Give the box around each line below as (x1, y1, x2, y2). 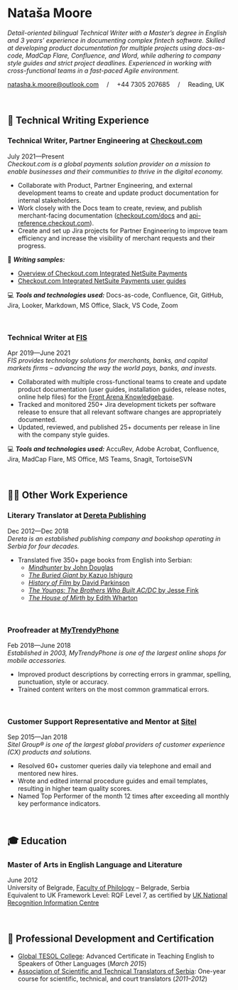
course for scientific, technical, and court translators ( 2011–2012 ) (17, 974, 208, 983)
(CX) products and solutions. (7, 748, 92, 757)
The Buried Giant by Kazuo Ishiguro (28, 570, 133, 579)
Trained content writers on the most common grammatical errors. (17, 685, 210, 693)
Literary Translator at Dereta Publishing (7, 511, 147, 521)
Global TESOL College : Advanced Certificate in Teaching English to (17, 952, 215, 960)
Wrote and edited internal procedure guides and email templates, (17, 777, 208, 785)
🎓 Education (7, 834, 67, 847)
